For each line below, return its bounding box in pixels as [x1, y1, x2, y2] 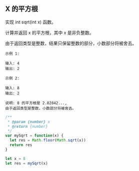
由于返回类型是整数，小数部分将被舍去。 [5, 105, 76, 111]
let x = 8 [5, 156, 26, 161]
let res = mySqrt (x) [5, 160, 48, 166]
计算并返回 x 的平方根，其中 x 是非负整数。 [5, 29, 94, 35]
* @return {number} [7, 124, 48, 129]
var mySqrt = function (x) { [5, 133, 64, 138]
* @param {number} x [7, 119, 50, 124]
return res [9, 142, 32, 147]
